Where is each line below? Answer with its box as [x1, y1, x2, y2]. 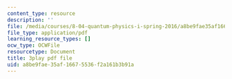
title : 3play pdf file [7, 55, 72, 62]
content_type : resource [7, 10, 76, 17]
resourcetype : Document [7, 49, 76, 56]
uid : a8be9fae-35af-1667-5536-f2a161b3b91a [7, 61, 135, 68]
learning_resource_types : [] [7, 36, 91, 43]
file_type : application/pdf [7, 29, 88, 36]
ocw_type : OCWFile [7, 42, 60, 49]
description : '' [7, 16, 54, 23]
